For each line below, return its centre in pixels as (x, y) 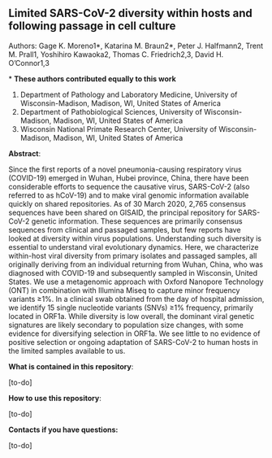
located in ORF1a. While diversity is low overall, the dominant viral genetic (132, 316)
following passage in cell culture (92, 26)
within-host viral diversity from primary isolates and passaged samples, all (133, 255)
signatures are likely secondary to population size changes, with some (126, 325)
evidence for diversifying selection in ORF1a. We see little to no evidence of (134, 334)
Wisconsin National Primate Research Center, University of (119, 129)
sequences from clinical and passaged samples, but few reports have (125, 229)
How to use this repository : (55, 398)
